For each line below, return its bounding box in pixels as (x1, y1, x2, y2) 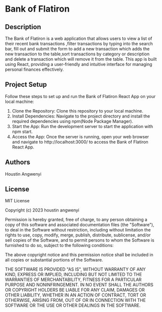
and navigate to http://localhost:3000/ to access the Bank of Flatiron (12, 139, 148, 145)
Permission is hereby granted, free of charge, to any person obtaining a (5, 217, 147, 223)
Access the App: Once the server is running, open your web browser (12, 133, 149, 139)
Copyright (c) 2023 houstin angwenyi (5, 207, 80, 213)
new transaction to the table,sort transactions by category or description (5, 51, 150, 57)
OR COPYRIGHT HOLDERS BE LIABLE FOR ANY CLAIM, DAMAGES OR (5, 287, 145, 293)
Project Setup (5, 81, 47, 89)
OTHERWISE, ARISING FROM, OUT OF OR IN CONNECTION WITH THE (5, 297, 146, 303)
